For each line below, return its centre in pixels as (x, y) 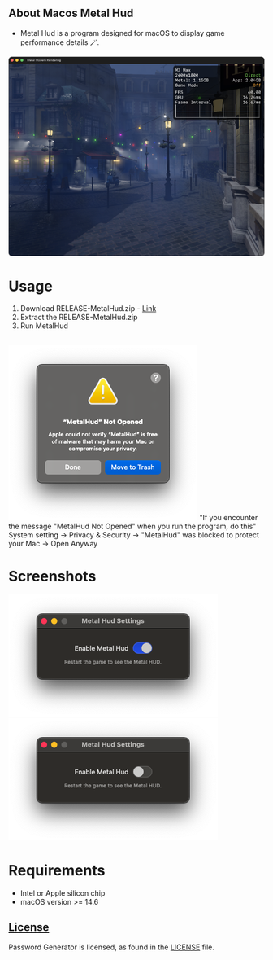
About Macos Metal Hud (71, 13)
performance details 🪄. (60, 42)
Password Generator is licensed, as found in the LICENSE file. (112, 947)
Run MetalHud (44, 326)
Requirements (57, 870)
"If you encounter (228, 517)
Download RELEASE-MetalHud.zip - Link (88, 309)
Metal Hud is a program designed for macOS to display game (122, 33)
